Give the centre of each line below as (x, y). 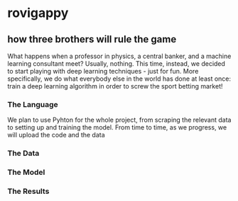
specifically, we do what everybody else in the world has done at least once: (119, 79)
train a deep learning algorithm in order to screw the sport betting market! (115, 86)
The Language (33, 104)
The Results (28, 191)
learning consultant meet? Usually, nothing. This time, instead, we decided (117, 64)
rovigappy (38, 13)
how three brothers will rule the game (92, 39)
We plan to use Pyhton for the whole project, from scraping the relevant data (119, 120)
